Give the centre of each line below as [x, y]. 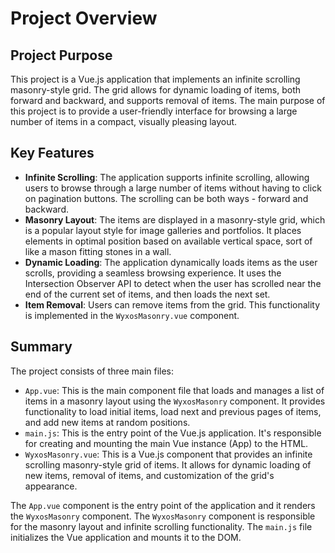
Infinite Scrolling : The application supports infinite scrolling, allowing [167, 177]
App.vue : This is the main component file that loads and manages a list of [174, 390]
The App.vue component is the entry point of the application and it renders [163, 505]
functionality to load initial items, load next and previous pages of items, [173, 411]
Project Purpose [61, 55]
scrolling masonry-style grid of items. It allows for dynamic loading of [168, 464]
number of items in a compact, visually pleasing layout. [124, 121]
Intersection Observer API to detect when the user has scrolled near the [173, 283]
